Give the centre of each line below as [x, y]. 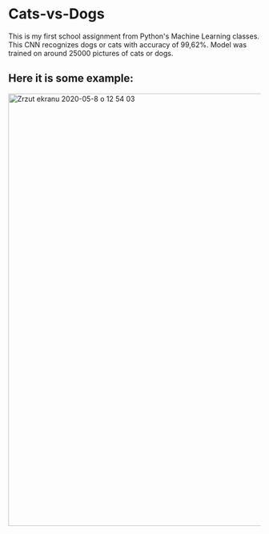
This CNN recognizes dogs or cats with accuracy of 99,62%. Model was [127, 44]
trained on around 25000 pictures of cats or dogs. [91, 53]
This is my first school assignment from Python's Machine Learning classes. [134, 36]
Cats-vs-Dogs [57, 14]
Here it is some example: [71, 78]
